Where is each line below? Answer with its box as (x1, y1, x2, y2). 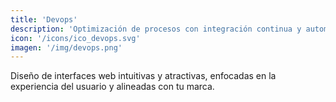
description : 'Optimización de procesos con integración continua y (10, 24, 302, 34)
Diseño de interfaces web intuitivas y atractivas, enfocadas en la (10, 70, 277, 82)
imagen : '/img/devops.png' (10, 42, 123, 53)
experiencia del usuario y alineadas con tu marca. (10, 81, 215, 93)
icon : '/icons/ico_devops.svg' (10, 33, 141, 43)
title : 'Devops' (10, 14, 78, 25)
